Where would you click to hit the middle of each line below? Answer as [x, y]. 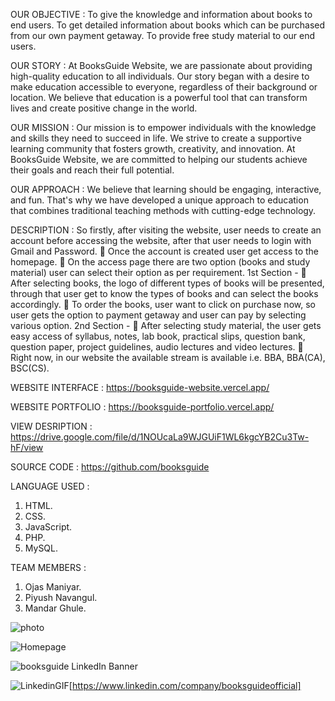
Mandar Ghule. [55, 608]
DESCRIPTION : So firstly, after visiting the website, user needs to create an [166, 230]
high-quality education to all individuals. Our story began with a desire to [160, 76]
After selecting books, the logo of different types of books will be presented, [167, 283]
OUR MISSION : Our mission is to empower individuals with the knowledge [163, 127]
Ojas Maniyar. [53, 587]
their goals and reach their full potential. [92, 170]
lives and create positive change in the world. [104, 108]
